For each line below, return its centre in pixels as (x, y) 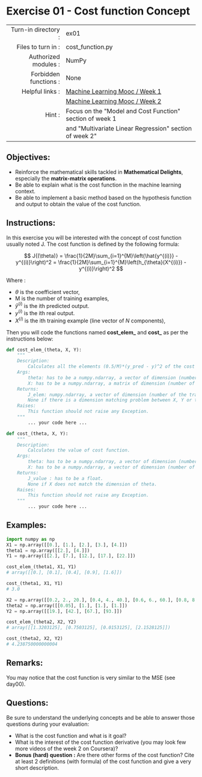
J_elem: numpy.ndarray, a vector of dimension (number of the (107, 395)
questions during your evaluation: (48, 724)
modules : (46, 64)
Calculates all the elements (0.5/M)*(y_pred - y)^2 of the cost (112, 366)
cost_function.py (89, 46)
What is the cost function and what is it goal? (71, 735)
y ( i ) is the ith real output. (45, 312)
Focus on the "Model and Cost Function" (123, 111)
